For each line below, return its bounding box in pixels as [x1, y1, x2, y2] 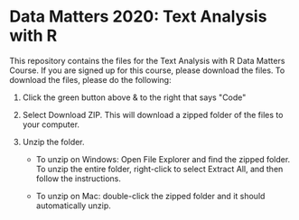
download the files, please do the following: [9, 74, 172, 85]
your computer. [22, 119, 79, 130]
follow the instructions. [35, 173, 122, 184]
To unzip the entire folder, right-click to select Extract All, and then [35, 163, 284, 174]
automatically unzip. [35, 200, 111, 211]
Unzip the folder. [22, 136, 85, 147]
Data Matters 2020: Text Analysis [9, 6, 267, 27]
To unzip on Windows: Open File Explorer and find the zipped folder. [35, 153, 291, 164]
